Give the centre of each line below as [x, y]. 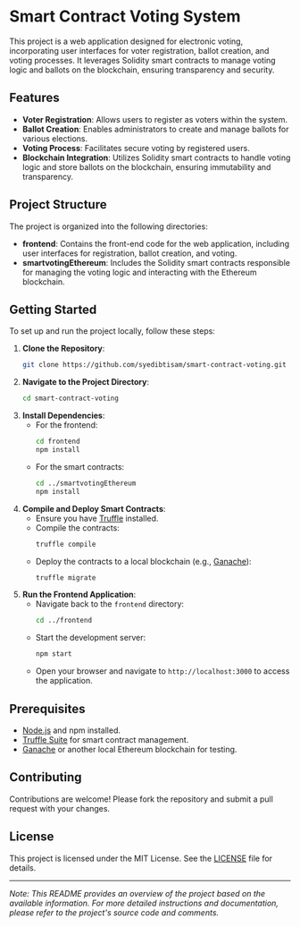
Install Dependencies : [63, 416]
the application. [64, 681]
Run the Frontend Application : [79, 595]
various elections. [55, 138]
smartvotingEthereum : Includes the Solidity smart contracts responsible [156, 262]
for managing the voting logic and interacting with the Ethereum [139, 272]
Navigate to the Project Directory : [86, 382]
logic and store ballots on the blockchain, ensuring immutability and [146, 166]
